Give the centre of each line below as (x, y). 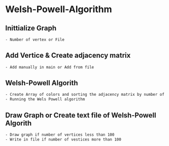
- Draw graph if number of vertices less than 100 (60, 135)
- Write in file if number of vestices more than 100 (63, 139)
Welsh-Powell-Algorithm (59, 9)
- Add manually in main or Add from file (50, 67)
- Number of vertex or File (35, 40)
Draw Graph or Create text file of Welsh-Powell (81, 115)
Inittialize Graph (31, 28)
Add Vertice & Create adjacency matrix (68, 56)
